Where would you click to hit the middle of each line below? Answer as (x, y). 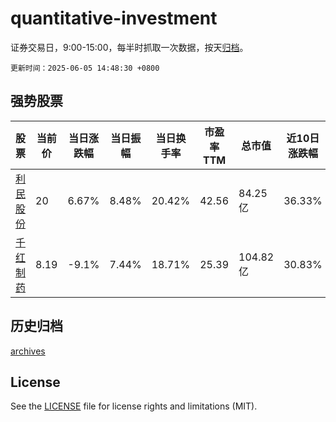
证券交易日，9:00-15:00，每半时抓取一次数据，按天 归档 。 (129, 47)
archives (28, 351)
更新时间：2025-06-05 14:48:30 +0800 (85, 68)
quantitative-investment (114, 18)
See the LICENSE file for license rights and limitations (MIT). (134, 406)
